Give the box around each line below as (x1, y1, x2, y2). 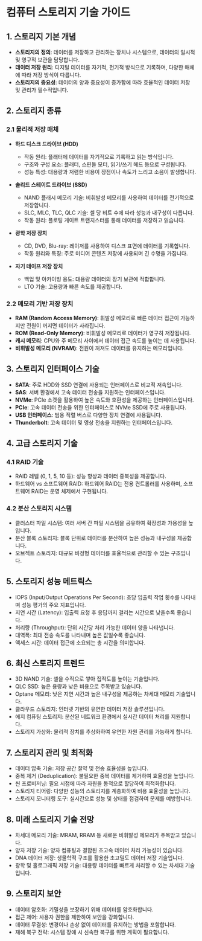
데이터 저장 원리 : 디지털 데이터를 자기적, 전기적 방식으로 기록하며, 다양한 (14, 64, 184, 71)
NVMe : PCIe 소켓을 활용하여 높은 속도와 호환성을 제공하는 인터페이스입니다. (14, 396, 194, 403)
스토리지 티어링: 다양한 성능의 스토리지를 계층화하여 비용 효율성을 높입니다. (14, 788, 191, 795)
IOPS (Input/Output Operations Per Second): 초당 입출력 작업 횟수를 (14, 593, 180, 601)
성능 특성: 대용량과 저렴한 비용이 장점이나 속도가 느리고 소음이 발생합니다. (24, 168, 197, 175)
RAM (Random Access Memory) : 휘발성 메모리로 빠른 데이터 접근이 (14, 314, 179, 321)
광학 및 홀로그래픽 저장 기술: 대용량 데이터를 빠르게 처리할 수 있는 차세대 (14, 862, 184, 869)
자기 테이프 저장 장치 (14, 262, 63, 269)
